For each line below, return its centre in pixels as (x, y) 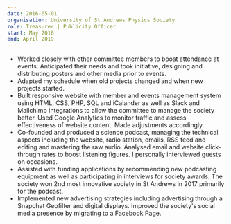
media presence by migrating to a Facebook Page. (89, 213)
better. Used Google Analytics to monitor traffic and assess (102, 118)
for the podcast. (40, 192)
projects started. (41, 88)
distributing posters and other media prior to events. (92, 74)
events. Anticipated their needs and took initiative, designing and (110, 66)
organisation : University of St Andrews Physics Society (91, 20)
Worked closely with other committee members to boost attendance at (118, 59)
